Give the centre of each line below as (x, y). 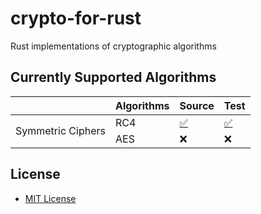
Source (197, 105)
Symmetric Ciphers (60, 130)
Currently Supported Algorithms (113, 77)
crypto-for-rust (76, 18)
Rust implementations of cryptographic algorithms (113, 46)
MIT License (50, 198)
